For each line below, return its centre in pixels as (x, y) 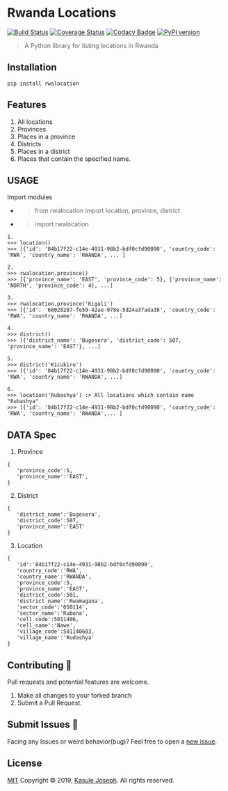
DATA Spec (32, 435)
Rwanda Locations (62, 13)
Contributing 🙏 (40, 665)
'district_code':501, (48, 595)
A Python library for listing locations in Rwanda (91, 45)
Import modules (30, 197)
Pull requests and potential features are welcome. (78, 682)
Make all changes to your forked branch (74, 695)
